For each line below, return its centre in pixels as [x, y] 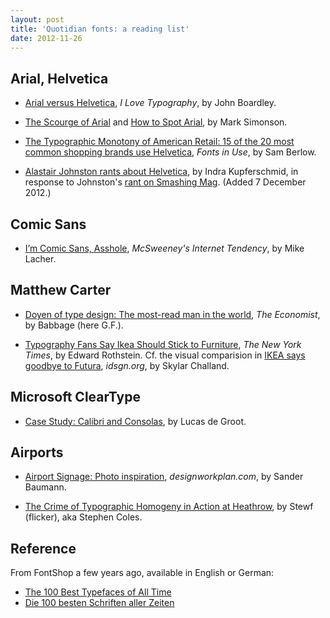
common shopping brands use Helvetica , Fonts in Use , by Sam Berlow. [170, 152]
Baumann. [45, 487]
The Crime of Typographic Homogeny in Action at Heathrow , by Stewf [169, 507]
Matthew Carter [61, 290]
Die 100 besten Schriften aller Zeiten [99, 603]
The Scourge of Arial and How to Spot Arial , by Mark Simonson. [156, 122]
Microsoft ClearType [75, 397]
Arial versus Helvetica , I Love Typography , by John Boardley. [150, 103]
